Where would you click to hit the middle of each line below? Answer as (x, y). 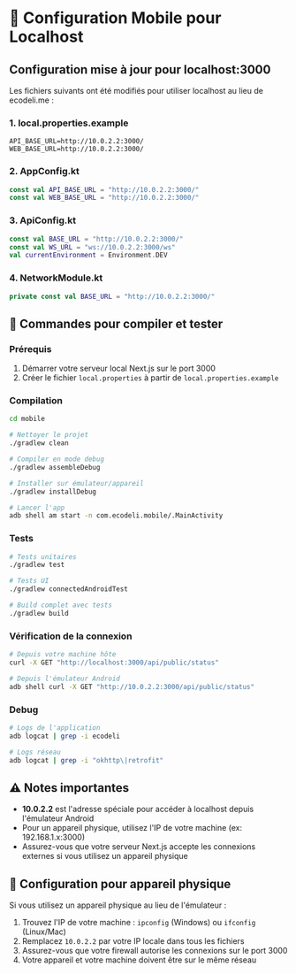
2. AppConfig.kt (44, 172)
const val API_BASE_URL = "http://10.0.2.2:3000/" (104, 189)
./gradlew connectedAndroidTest (68, 589)
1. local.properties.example (69, 123)
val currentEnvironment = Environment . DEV (88, 256)
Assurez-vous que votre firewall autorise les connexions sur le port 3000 (155, 951)
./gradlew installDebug (53, 491)
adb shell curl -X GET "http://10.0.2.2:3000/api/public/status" (132, 686)
